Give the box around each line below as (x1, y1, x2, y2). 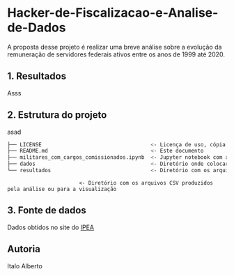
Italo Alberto (7, 261, 43, 270)
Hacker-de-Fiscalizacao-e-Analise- (7, 5, 219, 21)
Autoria (7, 243, 40, 255)
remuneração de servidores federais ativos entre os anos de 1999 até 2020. (7, 50, 225, 59)
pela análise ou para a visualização (7, 185, 117, 192)
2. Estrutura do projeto (7, 109, 107, 121)
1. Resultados (7, 70, 67, 82)
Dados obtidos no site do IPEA (7, 223, 95, 231)
